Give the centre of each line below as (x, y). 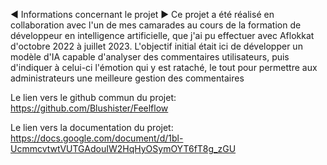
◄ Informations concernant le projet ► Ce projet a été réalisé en (142, 14)
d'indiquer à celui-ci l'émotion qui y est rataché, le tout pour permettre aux (164, 67)
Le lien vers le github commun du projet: (93, 97)
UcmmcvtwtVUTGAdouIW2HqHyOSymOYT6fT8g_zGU (123, 148)
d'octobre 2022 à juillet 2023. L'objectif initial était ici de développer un (156, 46)
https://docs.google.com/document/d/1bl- (97, 138)
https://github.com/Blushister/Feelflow (89, 108)
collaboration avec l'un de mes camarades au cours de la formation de (156, 25)
